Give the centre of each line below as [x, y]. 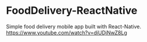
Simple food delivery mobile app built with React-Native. [74, 26]
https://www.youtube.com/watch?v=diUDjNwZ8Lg [66, 32]
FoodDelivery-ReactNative [72, 11]
